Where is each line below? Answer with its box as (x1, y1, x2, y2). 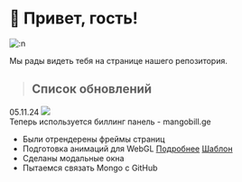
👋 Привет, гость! (9, 8, 138, 29)
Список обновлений (31, 81, 152, 97)
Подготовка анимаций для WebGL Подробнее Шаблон (22, 143, 233, 154)
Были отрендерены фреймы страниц (22, 133, 165, 144)
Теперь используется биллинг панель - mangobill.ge (9, 116, 211, 127)
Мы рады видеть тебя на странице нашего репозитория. (9, 55, 228, 66)
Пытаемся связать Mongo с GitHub (22, 162, 158, 173)
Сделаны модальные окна (22, 152, 125, 163)
